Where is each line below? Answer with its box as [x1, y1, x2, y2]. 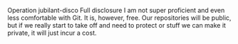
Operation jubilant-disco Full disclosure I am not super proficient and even [7, 6, 225, 14]
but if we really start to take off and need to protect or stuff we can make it [7, 21, 227, 29]
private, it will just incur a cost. [7, 28, 97, 37]
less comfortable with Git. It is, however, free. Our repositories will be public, [7, 13, 232, 22]
